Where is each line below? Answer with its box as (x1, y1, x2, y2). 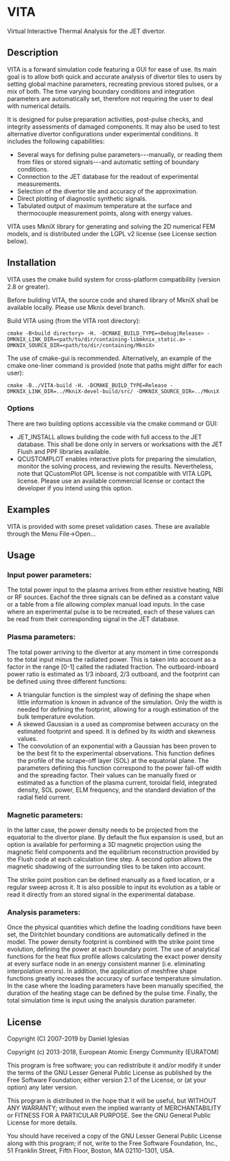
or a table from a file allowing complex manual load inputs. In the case (7, 600, 205, 609)
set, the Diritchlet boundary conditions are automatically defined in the (7, 930, 207, 939)
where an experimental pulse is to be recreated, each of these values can (7, 607, 215, 616)
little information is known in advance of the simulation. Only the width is (16, 698, 222, 706)
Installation (7, 257, 56, 269)
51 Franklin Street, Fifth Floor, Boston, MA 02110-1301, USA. (7, 1147, 175, 1155)
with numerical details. (7, 101, 71, 110)
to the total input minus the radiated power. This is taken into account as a (7, 655, 216, 663)
